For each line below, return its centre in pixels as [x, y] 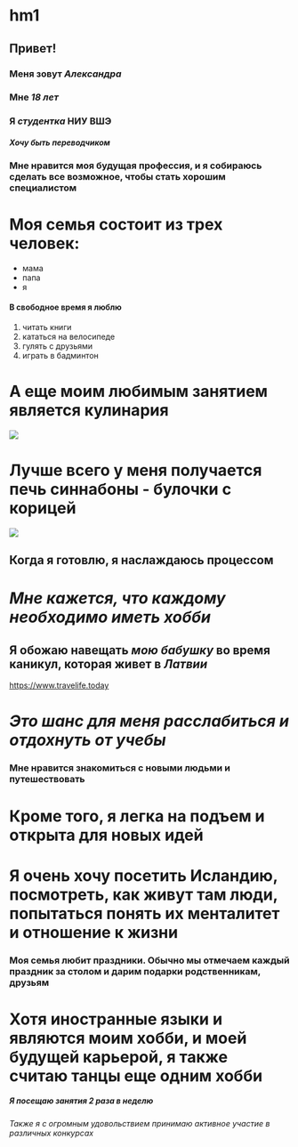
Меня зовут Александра [65, 74]
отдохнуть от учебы [88, 740]
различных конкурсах [52, 1133]
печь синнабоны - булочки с [121, 489]
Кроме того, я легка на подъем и [137, 816]
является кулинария [89, 411]
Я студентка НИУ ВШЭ [60, 121]
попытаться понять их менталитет [145, 913]
